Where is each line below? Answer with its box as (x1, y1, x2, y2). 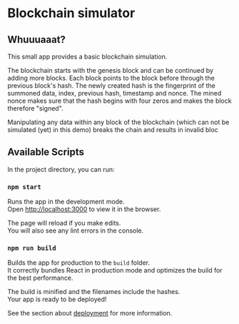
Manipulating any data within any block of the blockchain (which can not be (7, 118, 230, 126)
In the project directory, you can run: (7, 165, 115, 173)
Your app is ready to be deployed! (7, 295, 107, 304)
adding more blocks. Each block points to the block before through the (7, 74, 215, 82)
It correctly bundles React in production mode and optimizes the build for (7, 266, 223, 275)
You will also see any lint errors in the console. (7, 226, 144, 235)
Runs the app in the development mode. (7, 198, 125, 206)
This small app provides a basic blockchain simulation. (7, 52, 168, 61)
